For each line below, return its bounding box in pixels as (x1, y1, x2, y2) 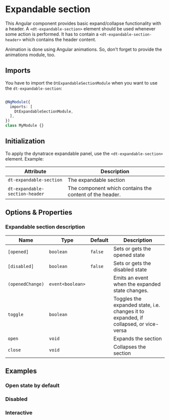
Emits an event (113, 274, 148, 281)
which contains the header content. (22, 36, 97, 43)
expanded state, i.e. (113, 301, 160, 309)
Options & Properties (5, 208, 72, 217)
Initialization (5, 137, 46, 145)
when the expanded (113, 280, 161, 287)
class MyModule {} (5, 123, 44, 128)
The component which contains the (67, 184, 152, 192)
